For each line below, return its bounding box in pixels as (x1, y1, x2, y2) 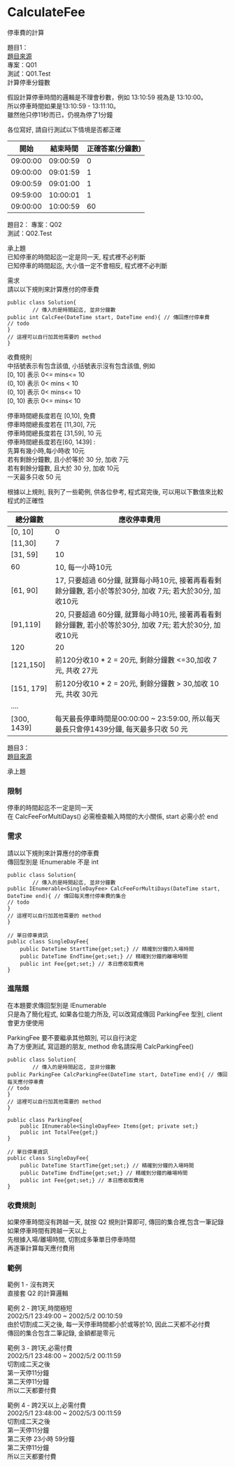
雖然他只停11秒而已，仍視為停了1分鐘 (7, 110, 113, 119)
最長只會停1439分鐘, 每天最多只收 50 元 (55, 724, 188, 733)
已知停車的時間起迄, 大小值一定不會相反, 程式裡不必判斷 (7, 261, 168, 269)
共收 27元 (65, 666, 98, 675)
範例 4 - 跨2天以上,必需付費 (7, 1401, 86, 1410)
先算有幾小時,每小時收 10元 (7, 446, 85, 455)
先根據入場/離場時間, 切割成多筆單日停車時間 (7, 1235, 136, 1244)
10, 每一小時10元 (55, 562, 113, 572)
